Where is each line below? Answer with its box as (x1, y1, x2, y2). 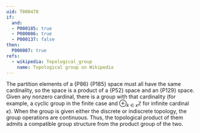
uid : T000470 (6, 8, 39, 15)
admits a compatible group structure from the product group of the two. (6, 120, 184, 128)
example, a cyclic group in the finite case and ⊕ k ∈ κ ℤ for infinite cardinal (6, 100, 189, 109)
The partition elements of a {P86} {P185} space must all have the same (6, 81, 181, 88)
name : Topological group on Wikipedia (17, 64, 114, 70)
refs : (6, 53, 20, 59)
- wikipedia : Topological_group (11, 58, 93, 64)
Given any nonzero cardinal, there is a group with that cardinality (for (6, 93, 176, 100)
